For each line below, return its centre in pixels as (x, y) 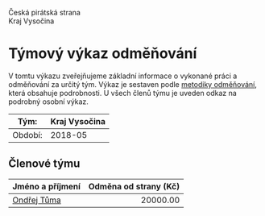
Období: (27, 135)
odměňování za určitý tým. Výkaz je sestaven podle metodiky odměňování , (133, 84)
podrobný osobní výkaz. (48, 102)
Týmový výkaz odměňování (103, 54)
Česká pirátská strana (44, 12)
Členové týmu (44, 164)
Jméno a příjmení (46, 186)
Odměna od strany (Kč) (134, 186)
